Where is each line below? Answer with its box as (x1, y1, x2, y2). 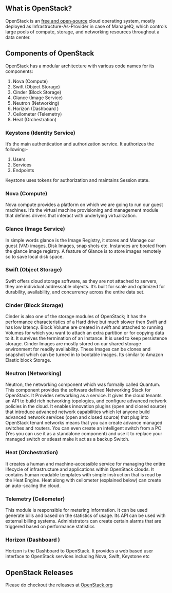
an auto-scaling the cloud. (5, 483, 61, 489)
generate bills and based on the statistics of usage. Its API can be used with (5, 512, 166, 518)
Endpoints (12, 167, 34, 173)
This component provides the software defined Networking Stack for (5, 387, 151, 393)
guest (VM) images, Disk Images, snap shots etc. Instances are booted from (5, 243, 166, 249)
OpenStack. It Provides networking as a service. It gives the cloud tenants (5, 393, 162, 399)
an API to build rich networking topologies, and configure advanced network (5, 398, 167, 404)
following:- (5, 146, 28, 152)
